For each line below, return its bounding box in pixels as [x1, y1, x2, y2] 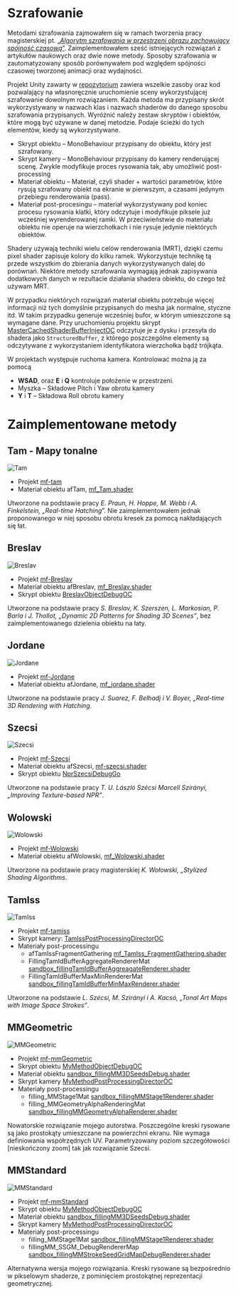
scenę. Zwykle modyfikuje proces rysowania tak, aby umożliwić [17, 162, 205, 170]
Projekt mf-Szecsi [17, 754, 70, 763]
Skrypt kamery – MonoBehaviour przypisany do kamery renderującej [17, 155, 220, 163]
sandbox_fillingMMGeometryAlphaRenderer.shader [28, 1107, 178, 1115]
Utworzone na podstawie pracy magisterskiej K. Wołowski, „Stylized [7, 865, 207, 874]
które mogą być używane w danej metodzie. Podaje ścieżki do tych [7, 118, 205, 126]
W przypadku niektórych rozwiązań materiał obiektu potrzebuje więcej [7, 296, 215, 304]
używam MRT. [7, 281, 50, 290]
